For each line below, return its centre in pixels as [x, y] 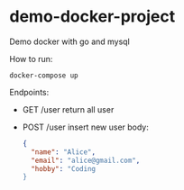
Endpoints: [29, 92]
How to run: [31, 59]
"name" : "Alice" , [64, 152]
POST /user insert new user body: [85, 127]
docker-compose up [44, 75]
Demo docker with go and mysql [70, 41]
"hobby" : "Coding [64, 168]
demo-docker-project [92, 17]
